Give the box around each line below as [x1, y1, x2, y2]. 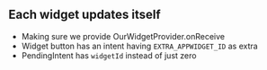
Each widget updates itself [8, 7, 161, 22]
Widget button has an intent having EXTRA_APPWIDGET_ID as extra [21, 40, 258, 51]
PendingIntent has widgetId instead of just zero [21, 49, 197, 61]
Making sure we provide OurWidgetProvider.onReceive [21, 31, 226, 41]
